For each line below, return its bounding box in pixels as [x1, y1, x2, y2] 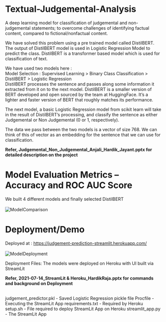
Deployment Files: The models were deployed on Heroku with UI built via [5, 260, 154, 266]
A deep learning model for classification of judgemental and [5, 20, 127, 26]
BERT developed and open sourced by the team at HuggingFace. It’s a [5, 92, 149, 97]
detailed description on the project [5, 152, 78, 158]
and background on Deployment [5, 280, 73, 286]
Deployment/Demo [5, 224, 85, 235]
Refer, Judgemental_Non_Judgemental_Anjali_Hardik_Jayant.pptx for [5, 146, 152, 152]
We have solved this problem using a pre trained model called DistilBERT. [5, 40, 155, 46]
